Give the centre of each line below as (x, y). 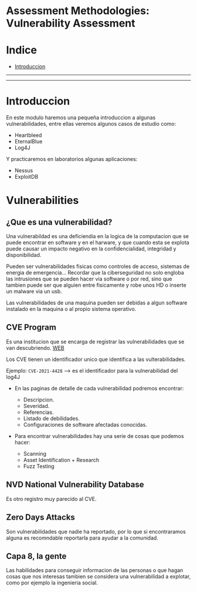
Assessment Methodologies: (78, 11)
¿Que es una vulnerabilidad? (59, 222)
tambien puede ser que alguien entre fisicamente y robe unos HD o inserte (96, 285)
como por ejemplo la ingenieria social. (52, 583)
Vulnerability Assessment (71, 23)
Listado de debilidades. (52, 418)
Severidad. (36, 406)
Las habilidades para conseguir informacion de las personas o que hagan (95, 570)
